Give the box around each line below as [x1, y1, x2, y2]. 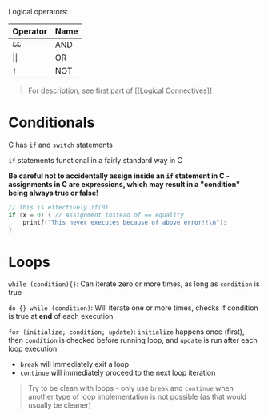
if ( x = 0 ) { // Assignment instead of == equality [8, 211, 184, 219]
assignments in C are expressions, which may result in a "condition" [8, 179, 241, 189]
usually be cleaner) [27, 400, 92, 410]
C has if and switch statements [8, 140, 114, 149]
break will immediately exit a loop [19, 360, 130, 369]
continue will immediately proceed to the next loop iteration [19, 368, 216, 378]
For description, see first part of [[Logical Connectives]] [27, 86, 213, 95]
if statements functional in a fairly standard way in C [8, 155, 183, 165]
